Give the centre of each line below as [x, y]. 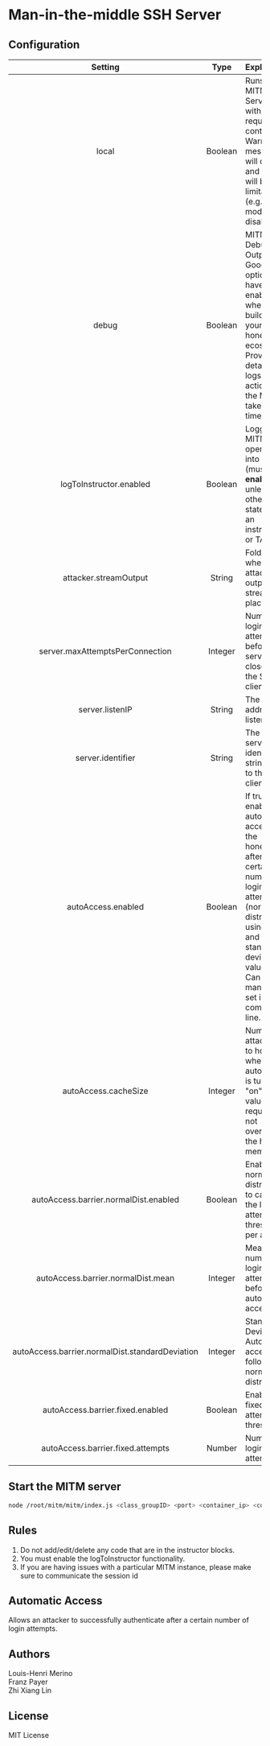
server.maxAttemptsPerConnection [106, 651]
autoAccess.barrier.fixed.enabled [106, 1410]
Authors [29, 1654]
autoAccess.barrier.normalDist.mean [105, 1278]
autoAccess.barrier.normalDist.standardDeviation [106, 1352]
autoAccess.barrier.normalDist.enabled [105, 1199]
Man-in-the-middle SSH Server [115, 15]
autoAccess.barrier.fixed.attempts [106, 1448]
